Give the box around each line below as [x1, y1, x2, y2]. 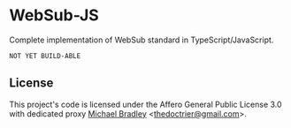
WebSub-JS [9, 5, 99, 26]
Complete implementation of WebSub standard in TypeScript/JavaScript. [9, 34, 274, 45]
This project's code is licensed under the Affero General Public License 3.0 [9, 99, 282, 109]
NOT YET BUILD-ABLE [9, 51, 81, 60]
